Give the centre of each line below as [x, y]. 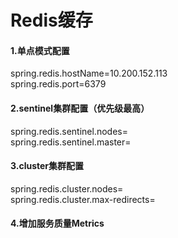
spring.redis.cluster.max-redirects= [83, 199]
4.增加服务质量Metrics [57, 223]
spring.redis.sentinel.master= [71, 142]
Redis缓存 [51, 20]
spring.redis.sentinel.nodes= [69, 131]
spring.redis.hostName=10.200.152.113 [89, 73]
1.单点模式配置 [40, 50]
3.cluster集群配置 [47, 166]
